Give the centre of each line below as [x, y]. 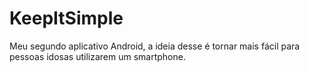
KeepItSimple [66, 18]
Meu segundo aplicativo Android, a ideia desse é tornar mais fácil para [155, 46]
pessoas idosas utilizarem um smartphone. [97, 56]
